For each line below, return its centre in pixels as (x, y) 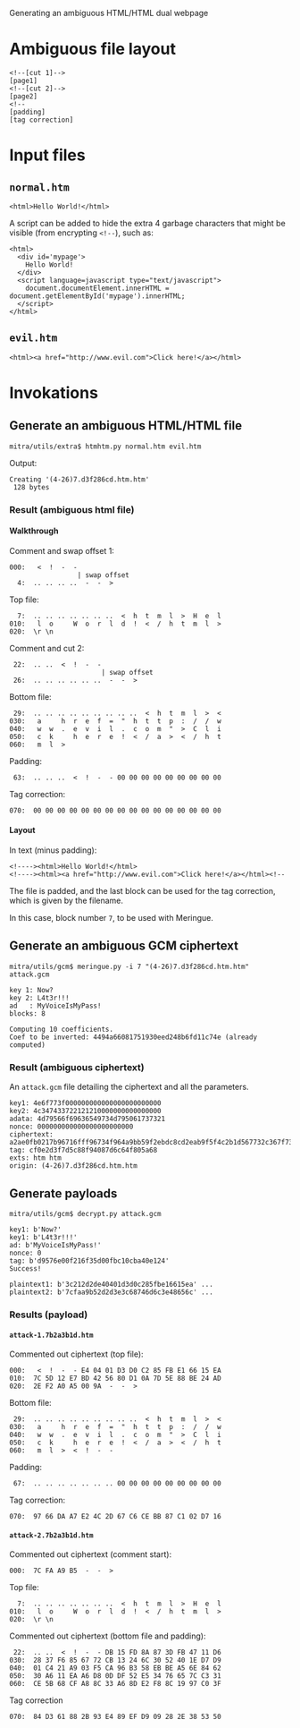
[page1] (24, 81)
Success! (25, 1269)
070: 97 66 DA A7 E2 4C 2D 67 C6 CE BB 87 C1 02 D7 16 (115, 1517)
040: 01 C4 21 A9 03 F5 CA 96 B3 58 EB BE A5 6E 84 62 (115, 1668)
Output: (23, 463)
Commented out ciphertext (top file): (77, 1354)
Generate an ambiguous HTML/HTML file (126, 426)
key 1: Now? (31, 990)
